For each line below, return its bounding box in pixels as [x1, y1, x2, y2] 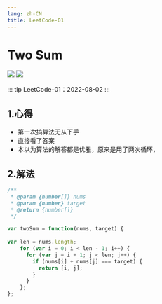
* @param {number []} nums [10, 193, 86, 200]
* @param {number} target [10, 200, 86, 207]
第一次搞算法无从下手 [17, 127, 79, 137]
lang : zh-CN [7, 10, 42, 18]
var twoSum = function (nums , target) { [7, 226, 124, 233]
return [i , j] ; [38, 264, 83, 272]
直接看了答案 [17, 137, 55, 145]
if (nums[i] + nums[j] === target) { [32, 258, 142, 265]
